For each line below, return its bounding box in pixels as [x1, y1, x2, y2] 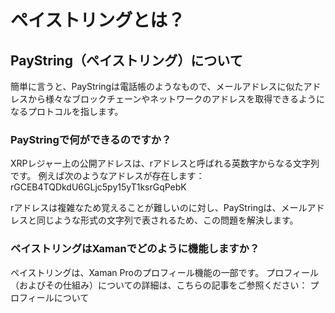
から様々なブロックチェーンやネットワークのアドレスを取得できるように [27, 93, 326, 105]
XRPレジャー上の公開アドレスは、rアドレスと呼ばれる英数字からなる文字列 [10, 157, 320, 170]
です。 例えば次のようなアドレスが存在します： [10, 170, 205, 182]
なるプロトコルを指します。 [10, 106, 124, 117]
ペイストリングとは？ [10, 9, 186, 32]
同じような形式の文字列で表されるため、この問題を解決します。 [36, 214, 299, 226]
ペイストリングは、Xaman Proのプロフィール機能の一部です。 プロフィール [10, 266, 319, 278]
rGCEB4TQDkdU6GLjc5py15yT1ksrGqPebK [10, 181, 187, 193]
